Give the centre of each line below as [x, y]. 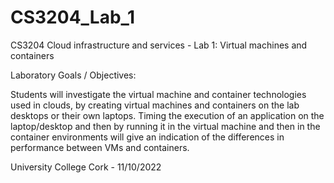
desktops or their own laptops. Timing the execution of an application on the [167, 115]
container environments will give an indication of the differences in [147, 137]
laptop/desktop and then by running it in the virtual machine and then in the [165, 126]
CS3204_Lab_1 [72, 17]
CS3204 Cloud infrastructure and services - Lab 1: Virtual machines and [159, 45]
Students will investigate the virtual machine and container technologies [158, 94]
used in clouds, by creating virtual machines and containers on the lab [155, 105]
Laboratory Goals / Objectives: [73, 75]
